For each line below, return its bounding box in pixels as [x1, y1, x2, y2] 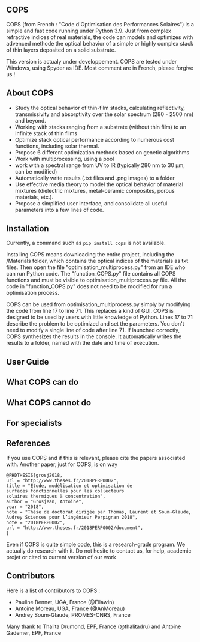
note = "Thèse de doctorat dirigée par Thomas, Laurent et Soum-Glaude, [6, 509, 192, 515]
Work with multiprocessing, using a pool [14, 155, 114, 162]
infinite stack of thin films [14, 129, 78, 137]
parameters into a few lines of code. [14, 206, 104, 213]
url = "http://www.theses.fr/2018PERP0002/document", [6, 525, 144, 531]
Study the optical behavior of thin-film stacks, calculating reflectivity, [14, 104, 186, 111]
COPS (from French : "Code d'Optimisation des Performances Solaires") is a [6, 20, 195, 28]
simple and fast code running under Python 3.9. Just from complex [6, 27, 172, 34]
